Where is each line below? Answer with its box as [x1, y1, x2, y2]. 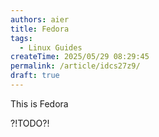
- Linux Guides [19, 42, 83, 53]
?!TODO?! [10, 117, 50, 129]
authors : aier [10, 14, 70, 25]
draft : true [10, 71, 60, 81]
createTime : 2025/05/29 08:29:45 [10, 52, 150, 62]
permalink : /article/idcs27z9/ [10, 61, 141, 71]
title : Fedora [10, 24, 70, 34]
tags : [10, 33, 33, 43]
